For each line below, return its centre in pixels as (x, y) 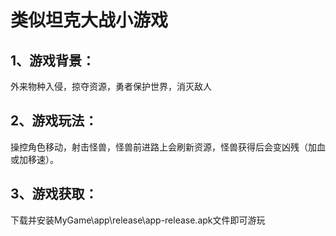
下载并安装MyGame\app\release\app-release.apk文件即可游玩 (138, 220)
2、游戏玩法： (54, 121)
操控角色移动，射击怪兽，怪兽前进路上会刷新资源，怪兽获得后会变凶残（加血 (168, 147)
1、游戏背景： (53, 60)
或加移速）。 (34, 159)
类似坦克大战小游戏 (89, 20)
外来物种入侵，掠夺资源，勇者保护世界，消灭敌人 (111, 86)
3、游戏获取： (54, 194)
